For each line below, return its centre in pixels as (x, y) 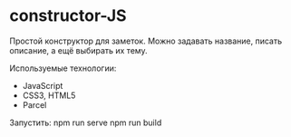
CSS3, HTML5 (49, 95)
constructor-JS (68, 16)
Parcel (34, 104)
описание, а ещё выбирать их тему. (78, 50)
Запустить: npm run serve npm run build (86, 122)
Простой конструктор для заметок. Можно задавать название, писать (146, 41)
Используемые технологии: (63, 68)
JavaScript (43, 85)
